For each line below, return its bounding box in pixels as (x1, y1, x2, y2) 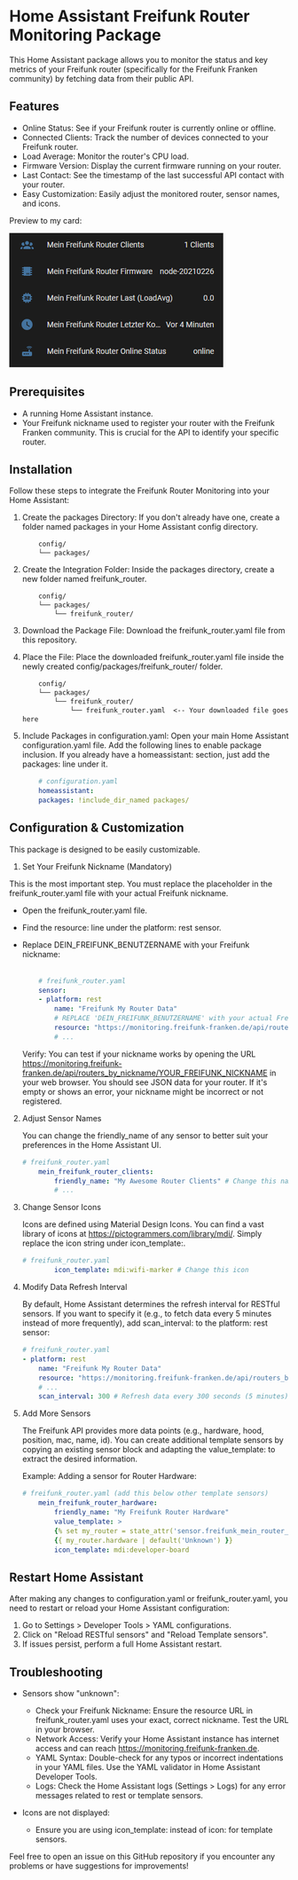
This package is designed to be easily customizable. (9, 844, 201, 854)
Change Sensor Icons (21, 1202, 102, 1213)
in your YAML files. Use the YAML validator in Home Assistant (35, 1762, 261, 1773)
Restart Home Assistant (9, 1569, 144, 1585)
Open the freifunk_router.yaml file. (21, 905, 148, 916)
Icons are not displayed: (21, 1807, 111, 1818)
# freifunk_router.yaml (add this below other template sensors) (21, 1489, 269, 1498)
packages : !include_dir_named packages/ (38, 796, 190, 805)
